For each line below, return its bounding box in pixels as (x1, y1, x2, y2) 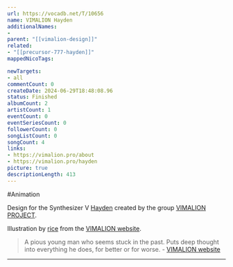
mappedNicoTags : (7, 55, 54, 62)
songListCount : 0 (7, 132, 58, 139)
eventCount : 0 (7, 113, 49, 120)
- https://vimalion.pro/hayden (7, 158, 98, 165)
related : (7, 42, 33, 49)
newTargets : (7, 67, 42, 75)
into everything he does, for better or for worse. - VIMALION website (24, 245, 221, 253)
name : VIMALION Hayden (7, 17, 73, 24)
